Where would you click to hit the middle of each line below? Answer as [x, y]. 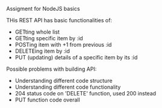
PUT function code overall [47, 100]
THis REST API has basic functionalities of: [59, 20]
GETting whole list [37, 32]
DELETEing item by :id [42, 51]
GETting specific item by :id [49, 38]
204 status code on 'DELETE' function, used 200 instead [86, 93]
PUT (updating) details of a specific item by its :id [76, 57]
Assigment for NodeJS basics [43, 9]
